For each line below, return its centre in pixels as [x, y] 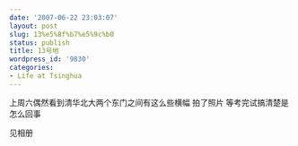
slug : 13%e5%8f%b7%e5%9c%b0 [62, 34]
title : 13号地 [35, 51]
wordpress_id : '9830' [50, 59]
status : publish [39, 43]
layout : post [34, 26]
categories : [31, 68]
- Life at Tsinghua [46, 76]
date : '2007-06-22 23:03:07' [64, 17]
